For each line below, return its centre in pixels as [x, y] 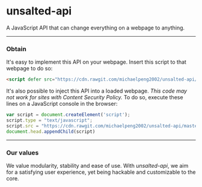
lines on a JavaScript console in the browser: [62, 104]
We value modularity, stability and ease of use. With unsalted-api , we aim [97, 165]
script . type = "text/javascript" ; [50, 120]
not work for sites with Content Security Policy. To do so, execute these [95, 97]
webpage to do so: [29, 69]
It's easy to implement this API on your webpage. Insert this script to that [96, 62]
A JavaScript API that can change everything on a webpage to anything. [96, 28]
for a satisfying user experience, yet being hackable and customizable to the [101, 172]
